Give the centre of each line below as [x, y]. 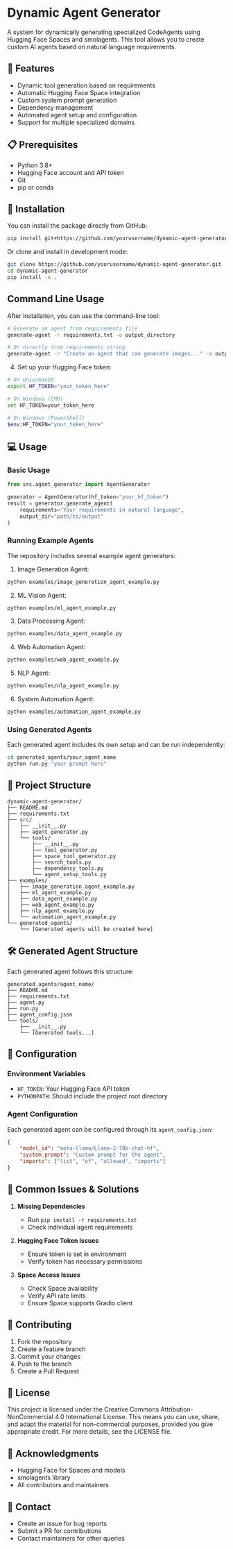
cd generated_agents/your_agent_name [62, 757]
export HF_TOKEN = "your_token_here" [59, 387]
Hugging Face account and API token [70, 172]
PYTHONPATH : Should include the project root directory [92, 1096]
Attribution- [177, 1409]
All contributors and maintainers [63, 1485]
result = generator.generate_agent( [60, 503]
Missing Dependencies [51, 1206]
